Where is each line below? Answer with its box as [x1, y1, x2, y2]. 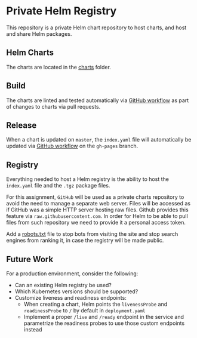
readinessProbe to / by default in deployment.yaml [23, 307, 146, 314]
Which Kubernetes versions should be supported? [14, 288, 138, 295]
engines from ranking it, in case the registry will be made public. [6, 237, 164, 244]
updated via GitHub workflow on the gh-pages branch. [6, 142, 138, 150]
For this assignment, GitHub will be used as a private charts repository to [6, 193, 184, 201]
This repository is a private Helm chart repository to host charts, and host [6, 24, 187, 31]
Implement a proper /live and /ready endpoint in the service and [23, 314, 184, 320]
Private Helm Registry [6, 4, 117, 18]
